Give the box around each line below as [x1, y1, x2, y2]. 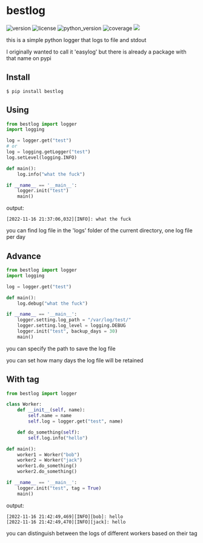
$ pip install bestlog [6, 88, 64, 94]
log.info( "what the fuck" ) [17, 171, 85, 177]
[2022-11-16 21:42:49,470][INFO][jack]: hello [6, 519, 126, 525]
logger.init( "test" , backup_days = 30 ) [17, 328, 118, 334]
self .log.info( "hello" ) [28, 435, 88, 441]
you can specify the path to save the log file [6, 345, 116, 352]
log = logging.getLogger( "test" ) [6, 149, 91, 155]
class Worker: [6, 401, 42, 407]
